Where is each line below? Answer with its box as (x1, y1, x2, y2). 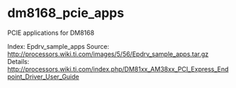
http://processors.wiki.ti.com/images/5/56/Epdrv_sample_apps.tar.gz (7, 50, 209, 58)
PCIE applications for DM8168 (7, 28, 94, 37)
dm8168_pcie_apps (7, 5, 125, 21)
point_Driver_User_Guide (7, 72, 79, 81)
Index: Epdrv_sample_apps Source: (7, 42, 110, 50)
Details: (7, 57, 30, 65)
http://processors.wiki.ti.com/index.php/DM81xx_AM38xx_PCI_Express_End (7, 65, 229, 73)
